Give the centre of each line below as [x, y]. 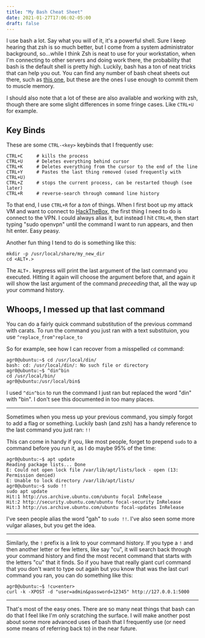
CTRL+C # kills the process [47, 156]
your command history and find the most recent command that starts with [99, 556]
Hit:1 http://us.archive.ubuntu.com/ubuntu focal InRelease [85, 497]
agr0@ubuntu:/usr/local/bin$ [43, 381]
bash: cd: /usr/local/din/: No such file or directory [77, 365]
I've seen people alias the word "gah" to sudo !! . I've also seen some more [101, 519]
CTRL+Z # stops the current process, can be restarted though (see [99, 183]
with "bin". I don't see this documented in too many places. [80, 399]
